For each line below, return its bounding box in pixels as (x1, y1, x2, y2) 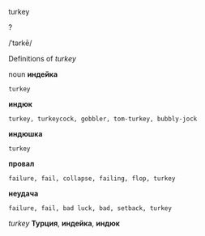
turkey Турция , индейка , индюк (8, 218, 120, 228)
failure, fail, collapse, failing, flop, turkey (8, 175, 176, 183)
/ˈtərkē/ (8, 38, 32, 48)
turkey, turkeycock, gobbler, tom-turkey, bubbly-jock (8, 115, 198, 123)
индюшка (8, 129, 43, 138)
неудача (8, 189, 39, 198)
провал (8, 159, 35, 168)
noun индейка (8, 70, 58, 79)
